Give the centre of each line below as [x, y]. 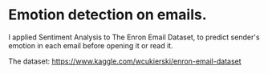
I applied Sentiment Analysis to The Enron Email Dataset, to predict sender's [134, 37]
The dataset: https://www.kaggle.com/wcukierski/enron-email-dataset [125, 61]
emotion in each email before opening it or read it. [91, 45]
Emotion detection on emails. [108, 15]
